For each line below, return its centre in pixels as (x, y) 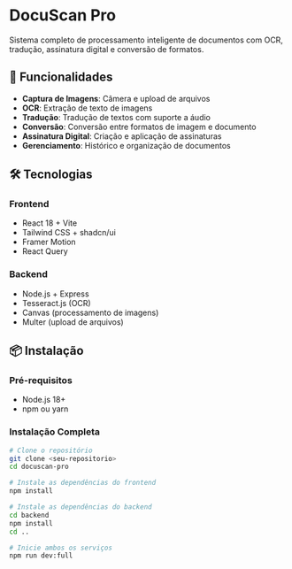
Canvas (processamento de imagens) (90, 312)
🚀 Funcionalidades (61, 77)
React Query (45, 251)
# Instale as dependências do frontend (83, 483)
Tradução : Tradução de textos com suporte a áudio (116, 117)
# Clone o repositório (51, 450)
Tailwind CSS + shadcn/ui (69, 233)
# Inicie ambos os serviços (61, 548)
